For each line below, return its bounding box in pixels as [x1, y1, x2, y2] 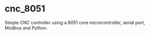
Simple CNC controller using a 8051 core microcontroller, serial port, [4, 19, 145, 25]
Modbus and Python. [4, 24, 48, 30]
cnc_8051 [4, 3, 45, 14]
